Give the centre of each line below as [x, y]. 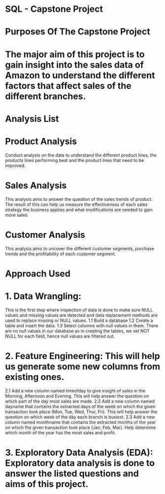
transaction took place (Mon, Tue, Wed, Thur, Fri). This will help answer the [81, 412]
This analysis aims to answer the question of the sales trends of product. [79, 199]
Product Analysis [41, 141]
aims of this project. [47, 484]
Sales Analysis [36, 185]
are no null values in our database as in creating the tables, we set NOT [78, 331]
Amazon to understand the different [80, 75]
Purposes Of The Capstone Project [78, 32]
